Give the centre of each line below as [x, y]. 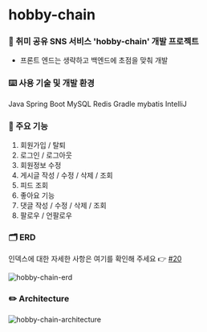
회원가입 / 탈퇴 [43, 146]
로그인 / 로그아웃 [46, 155]
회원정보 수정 [41, 166]
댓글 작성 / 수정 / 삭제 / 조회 [63, 206]
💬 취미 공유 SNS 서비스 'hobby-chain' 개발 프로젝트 [103, 42]
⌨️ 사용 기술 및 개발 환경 [51, 84]
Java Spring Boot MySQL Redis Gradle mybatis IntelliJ [97, 104]
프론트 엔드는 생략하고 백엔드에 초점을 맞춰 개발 [94, 60]
